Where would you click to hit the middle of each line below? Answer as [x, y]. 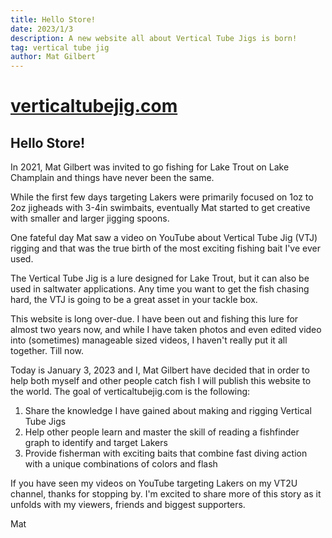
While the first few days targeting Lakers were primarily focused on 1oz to [162, 197]
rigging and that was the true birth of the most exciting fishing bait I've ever [165, 248]
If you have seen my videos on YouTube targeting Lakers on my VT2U [154, 483]
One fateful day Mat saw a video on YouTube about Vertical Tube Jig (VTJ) [164, 238]
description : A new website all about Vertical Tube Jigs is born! [154, 38]
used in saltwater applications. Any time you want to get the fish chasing [160, 289]
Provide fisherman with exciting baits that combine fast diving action [166, 453]
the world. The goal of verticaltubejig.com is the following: [130, 392]
